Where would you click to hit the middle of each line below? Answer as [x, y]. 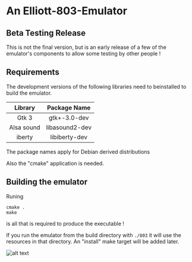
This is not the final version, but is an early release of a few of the [86, 47]
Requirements [33, 72]
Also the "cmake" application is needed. [55, 163]
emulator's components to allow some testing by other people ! [84, 54]
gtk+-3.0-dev [69, 117]
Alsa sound [25, 127]
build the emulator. [29, 93]
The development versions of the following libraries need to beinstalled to [96, 86]
